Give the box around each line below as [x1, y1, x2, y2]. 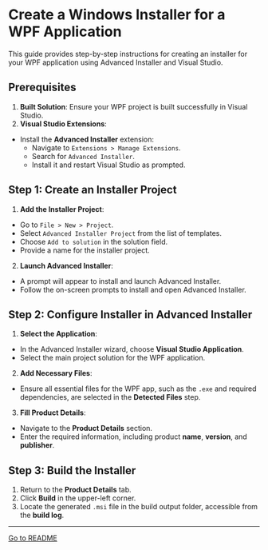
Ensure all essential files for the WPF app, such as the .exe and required [19, 384, 257, 393]
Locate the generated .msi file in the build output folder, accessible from [19, 502, 258, 512]
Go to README [8, 533, 57, 543]
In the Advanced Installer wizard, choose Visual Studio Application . [19, 345, 245, 354]
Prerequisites [8, 81, 77, 94]
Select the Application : [19, 329, 98, 339]
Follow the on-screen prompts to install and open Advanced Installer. [19, 285, 247, 294]
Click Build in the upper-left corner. [19, 493, 136, 503]
